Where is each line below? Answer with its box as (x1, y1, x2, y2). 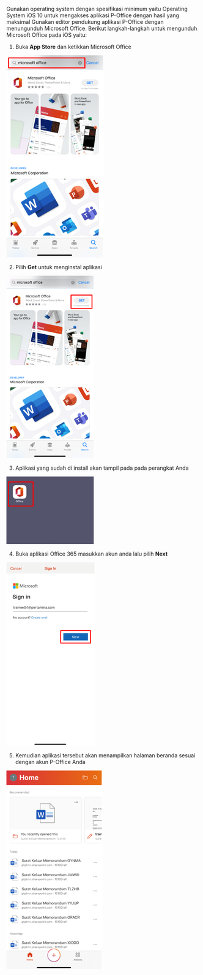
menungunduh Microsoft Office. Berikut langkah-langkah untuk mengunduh (6, 25, 197, 32)
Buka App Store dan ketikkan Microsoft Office (15, 43, 131, 50)
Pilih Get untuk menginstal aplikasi (15, 264, 102, 270)
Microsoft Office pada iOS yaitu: (6, 31, 87, 39)
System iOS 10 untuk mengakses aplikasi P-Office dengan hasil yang (6, 12, 179, 19)
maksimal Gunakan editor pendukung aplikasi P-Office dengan (6, 18, 164, 25)
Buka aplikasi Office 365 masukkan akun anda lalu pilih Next (15, 550, 168, 557)
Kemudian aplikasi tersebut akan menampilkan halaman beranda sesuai (15, 752, 196, 759)
